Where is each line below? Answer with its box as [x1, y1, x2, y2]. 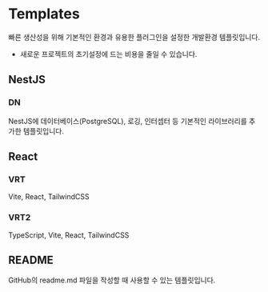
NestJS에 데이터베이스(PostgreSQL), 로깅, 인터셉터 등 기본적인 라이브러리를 [8, 116, 248, 126]
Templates [8, 5, 80, 23]
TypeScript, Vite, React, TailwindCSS [8, 230, 130, 240]
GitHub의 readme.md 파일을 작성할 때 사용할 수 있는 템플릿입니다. [8, 275, 216, 285]
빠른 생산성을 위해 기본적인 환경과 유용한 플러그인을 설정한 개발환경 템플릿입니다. [8, 32, 261, 42]
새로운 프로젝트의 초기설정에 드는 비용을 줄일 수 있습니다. [19, 49, 198, 58]
